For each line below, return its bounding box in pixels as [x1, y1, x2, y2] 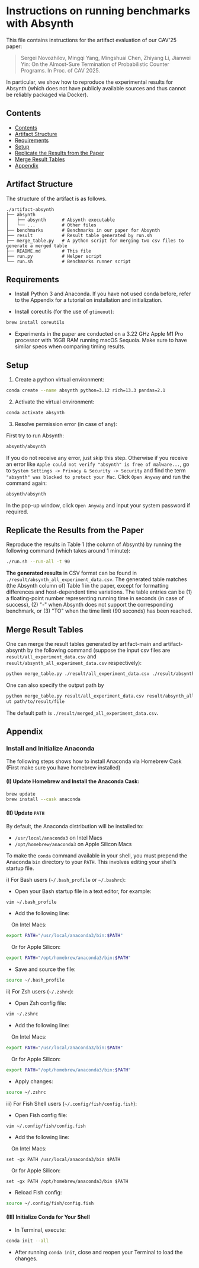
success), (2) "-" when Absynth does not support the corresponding [6, 601, 174, 608]
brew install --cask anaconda [6, 796, 81, 803]
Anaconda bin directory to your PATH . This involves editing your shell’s [6, 858, 176, 865]
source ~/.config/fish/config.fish [6, 1200, 94, 1207]
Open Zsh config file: [14, 999, 66, 1007]
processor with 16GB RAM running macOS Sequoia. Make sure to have [14, 337, 188, 344]
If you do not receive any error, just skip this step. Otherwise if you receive [6, 454, 188, 461]
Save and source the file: [14, 966, 76, 973]
